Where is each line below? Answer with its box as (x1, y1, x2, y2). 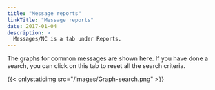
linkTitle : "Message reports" (7, 16, 94, 23)
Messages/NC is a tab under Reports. (13, 36, 122, 43)
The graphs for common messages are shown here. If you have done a (7, 54, 209, 63)
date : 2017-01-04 (7, 23, 57, 30)
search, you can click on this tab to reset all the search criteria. (7, 62, 186, 70)
